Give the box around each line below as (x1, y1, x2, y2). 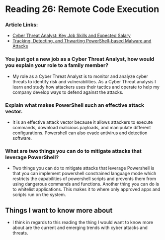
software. (12, 135, 32, 141)
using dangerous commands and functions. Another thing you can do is (12, 181, 160, 187)
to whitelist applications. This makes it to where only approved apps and (12, 186, 161, 193)
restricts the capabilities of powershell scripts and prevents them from (12, 176, 157, 182)
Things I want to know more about (5, 206, 113, 215)
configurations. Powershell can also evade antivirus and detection (12, 130, 148, 136)
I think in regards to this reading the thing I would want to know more (12, 220, 153, 226)
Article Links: (5, 21, 38, 28)
